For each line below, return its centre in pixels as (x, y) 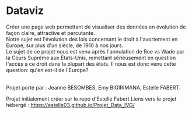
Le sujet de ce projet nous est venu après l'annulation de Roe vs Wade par (95, 51)
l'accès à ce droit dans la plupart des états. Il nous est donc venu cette (91, 64)
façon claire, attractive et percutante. (50, 33)
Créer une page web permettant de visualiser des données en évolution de (96, 27)
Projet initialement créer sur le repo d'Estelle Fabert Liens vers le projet (91, 99)
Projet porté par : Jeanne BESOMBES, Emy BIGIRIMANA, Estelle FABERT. (93, 87)
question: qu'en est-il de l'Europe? (47, 70)
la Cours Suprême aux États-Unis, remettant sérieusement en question (91, 58)
